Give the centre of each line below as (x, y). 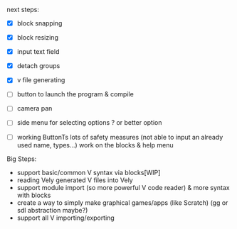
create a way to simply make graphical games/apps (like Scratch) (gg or (122, 202)
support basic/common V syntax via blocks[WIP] (89, 172)
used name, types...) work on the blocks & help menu (95, 145)
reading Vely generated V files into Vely (75, 180)
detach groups (38, 66)
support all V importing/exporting (65, 218)
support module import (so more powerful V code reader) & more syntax (123, 187)
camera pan (35, 108)
